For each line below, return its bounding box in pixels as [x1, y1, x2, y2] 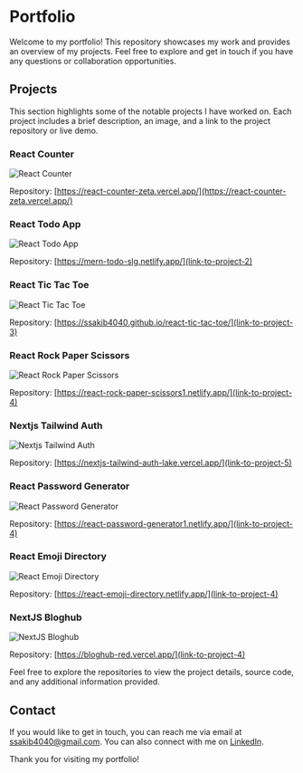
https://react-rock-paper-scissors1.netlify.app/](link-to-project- [57, 386, 292, 397]
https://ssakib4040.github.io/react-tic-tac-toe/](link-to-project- [57, 317, 294, 328]
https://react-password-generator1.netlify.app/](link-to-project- [57, 518, 294, 529]
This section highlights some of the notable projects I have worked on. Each [9, 106, 292, 117]
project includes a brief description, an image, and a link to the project [9, 115, 271, 126]
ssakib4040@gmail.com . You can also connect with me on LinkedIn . [9, 736, 264, 747]
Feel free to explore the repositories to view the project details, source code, [9, 667, 294, 678]
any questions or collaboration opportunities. [9, 55, 176, 66]
